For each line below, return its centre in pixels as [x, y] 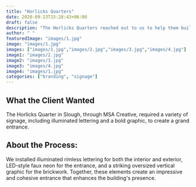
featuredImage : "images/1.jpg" [44, 39]
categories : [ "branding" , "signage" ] [52, 77]
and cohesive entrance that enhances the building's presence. [81, 178]
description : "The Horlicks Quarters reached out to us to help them [92, 28]
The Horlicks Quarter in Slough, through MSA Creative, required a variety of [97, 114]
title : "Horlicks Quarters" [40, 11]
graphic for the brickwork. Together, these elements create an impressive [94, 172]
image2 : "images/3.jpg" [35, 60]
